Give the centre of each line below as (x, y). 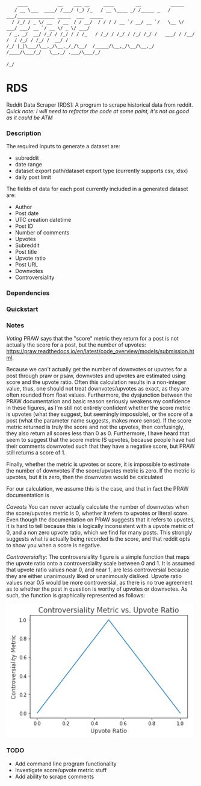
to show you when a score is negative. (54, 545)
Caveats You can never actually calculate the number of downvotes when (98, 507)
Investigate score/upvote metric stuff (61, 770)
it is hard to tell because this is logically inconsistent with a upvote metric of (100, 526)
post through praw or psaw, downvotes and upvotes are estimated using (96, 376)
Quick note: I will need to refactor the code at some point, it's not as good (98, 111)
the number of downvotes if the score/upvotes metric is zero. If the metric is (101, 471)
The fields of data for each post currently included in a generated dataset (97, 189)
